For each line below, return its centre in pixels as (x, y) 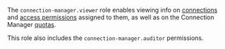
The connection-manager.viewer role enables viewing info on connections (113, 10)
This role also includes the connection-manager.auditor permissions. (106, 38)
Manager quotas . (32, 24)
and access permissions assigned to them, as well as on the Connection (111, 17)
